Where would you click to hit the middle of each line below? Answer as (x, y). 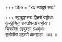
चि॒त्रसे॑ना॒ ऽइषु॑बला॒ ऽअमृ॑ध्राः (25, 29)
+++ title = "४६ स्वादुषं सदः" (30, 7)
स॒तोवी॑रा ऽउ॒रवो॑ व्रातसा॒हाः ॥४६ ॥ (31, 34)
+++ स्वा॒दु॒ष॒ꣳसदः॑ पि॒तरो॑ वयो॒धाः (29, 17)
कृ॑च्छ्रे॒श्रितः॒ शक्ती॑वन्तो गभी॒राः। (28, 23)
